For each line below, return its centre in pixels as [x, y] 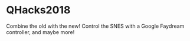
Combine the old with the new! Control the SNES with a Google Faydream [95, 26]
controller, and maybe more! [40, 32]
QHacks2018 [38, 10]
